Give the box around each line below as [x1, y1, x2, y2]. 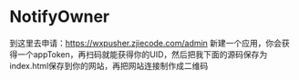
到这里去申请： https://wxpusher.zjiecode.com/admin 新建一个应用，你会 [9, 37, 283, 48]
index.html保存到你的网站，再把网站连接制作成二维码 [9, 60, 209, 71]
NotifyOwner [9, 6, 110, 27]
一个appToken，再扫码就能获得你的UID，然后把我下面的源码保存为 [16, 48, 268, 60]
